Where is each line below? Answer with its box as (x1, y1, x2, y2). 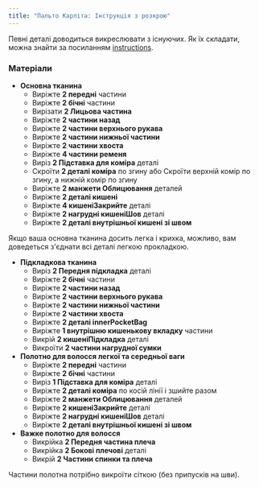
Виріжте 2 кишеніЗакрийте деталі (31, 402, 150, 412)
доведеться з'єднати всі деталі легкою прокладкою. (8, 241, 189, 251)
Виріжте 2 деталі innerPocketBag (31, 317, 147, 327)
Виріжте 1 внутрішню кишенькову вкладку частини (31, 325, 213, 335)
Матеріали (8, 62, 52, 73)
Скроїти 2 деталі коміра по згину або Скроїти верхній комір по (31, 166, 251, 175)
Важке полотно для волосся (19, 428, 121, 438)
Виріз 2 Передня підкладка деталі (31, 266, 151, 275)
